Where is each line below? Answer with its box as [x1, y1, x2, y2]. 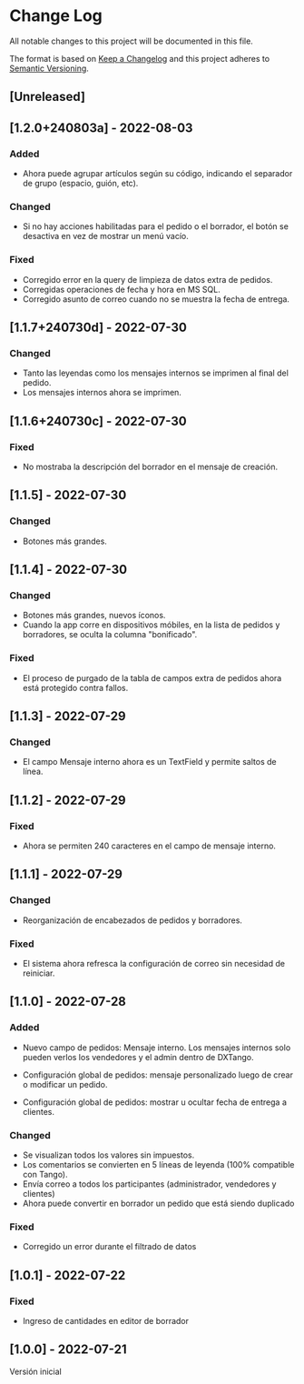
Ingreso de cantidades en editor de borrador [22, 1315, 189, 1326]
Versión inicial [9, 1366, 62, 1377]
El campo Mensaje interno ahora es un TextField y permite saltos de [22, 757, 277, 767]
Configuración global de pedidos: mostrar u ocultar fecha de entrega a [22, 1097, 288, 1108]
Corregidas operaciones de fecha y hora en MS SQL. [22, 284, 221, 295]
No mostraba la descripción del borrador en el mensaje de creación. [22, 461, 279, 472]
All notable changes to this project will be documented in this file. [9, 35, 254, 46]
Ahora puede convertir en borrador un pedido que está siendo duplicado [22, 1198, 295, 1208]
